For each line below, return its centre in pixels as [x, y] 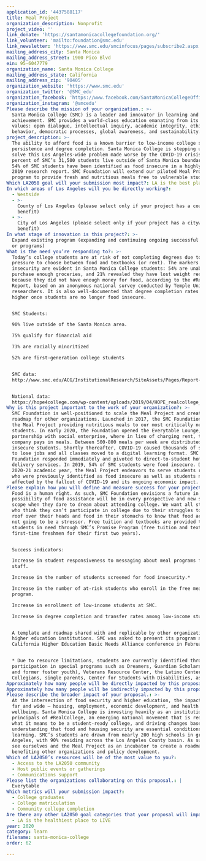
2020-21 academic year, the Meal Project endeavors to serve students [104, 470]
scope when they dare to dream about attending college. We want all [102, 505]
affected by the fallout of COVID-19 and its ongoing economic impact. [105, 482]
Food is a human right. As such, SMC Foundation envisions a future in [105, 493]
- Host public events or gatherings [59, 769]
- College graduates [38, 798]
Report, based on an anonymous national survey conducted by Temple [101, 286]
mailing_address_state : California [52, 75]
